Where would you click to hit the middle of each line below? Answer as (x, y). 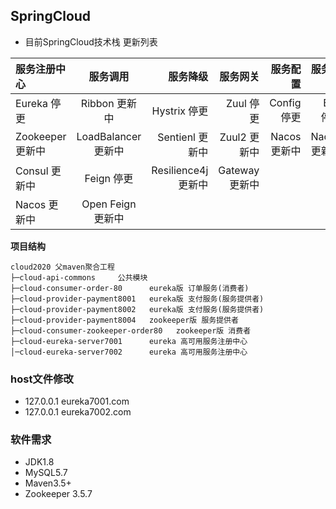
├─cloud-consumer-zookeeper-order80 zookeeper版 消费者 (131, 330)
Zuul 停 (243, 103)
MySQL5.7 (46, 473)
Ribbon (97, 103)
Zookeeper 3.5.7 (58, 494)
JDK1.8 (39, 462)
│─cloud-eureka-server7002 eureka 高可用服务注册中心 (129, 352)
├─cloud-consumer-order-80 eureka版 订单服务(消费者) (130, 288)
